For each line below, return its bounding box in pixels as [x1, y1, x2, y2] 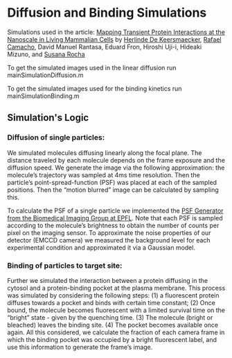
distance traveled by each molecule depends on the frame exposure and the [7, 156, 225, 164]
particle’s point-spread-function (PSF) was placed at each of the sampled [7, 178, 217, 186]
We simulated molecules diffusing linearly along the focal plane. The [7, 148, 202, 157]
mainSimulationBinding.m [7, 92, 80, 100]
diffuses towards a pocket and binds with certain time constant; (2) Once [7, 298, 216, 307]
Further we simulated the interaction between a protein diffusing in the [7, 276, 208, 284]
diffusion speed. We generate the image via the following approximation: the [7, 163, 225, 172]
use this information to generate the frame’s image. [7, 343, 153, 351]
